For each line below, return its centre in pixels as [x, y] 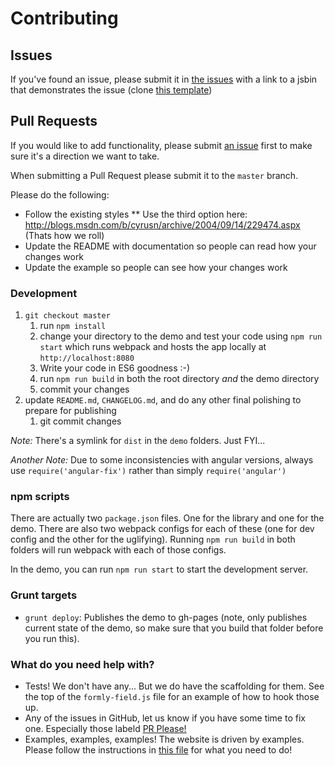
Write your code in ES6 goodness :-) [115, 368]
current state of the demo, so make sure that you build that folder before [174, 628]
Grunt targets [44, 595]
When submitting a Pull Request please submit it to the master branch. [154, 175]
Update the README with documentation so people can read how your [170, 246]
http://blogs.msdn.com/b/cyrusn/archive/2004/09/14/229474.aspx [162, 224]
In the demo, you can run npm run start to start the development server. [159, 569]
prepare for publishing [70, 411]
